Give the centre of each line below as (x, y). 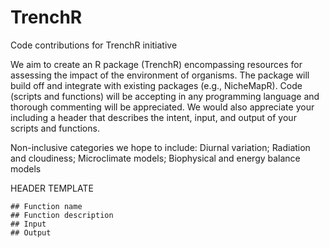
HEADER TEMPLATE (52, 188)
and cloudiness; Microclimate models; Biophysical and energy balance (155, 158)
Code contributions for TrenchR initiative (94, 45)
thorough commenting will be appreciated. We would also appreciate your (162, 107)
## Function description (62, 215)
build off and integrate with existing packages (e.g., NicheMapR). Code (156, 85)
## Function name (46, 206)
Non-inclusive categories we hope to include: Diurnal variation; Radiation (160, 147)
